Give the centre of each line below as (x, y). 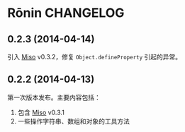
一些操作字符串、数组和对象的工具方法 (73, 121)
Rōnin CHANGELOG (66, 13)
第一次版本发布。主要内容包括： (54, 97)
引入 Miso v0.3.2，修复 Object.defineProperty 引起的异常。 (95, 57)
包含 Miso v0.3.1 (41, 112)
